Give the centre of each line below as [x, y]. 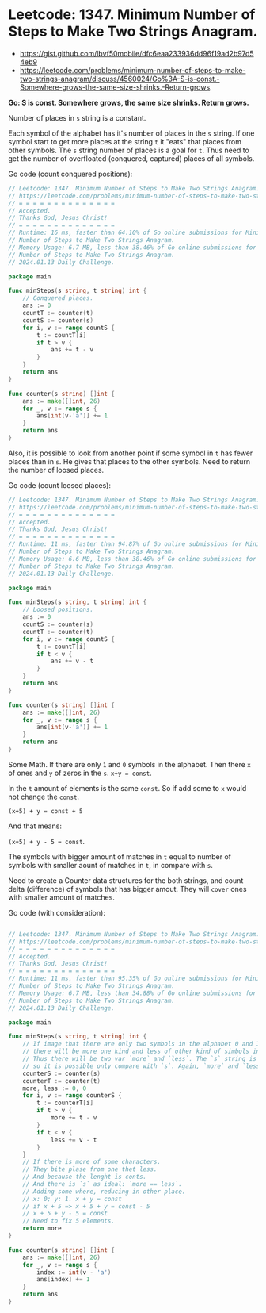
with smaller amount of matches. [61, 897]
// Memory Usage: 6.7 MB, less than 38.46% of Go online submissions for [133, 248]
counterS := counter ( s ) [62, 1073]
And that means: [35, 826]
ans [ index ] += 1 [63, 1280]
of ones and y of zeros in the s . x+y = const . [80, 773]
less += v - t [74, 1140]
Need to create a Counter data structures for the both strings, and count [126, 880]
